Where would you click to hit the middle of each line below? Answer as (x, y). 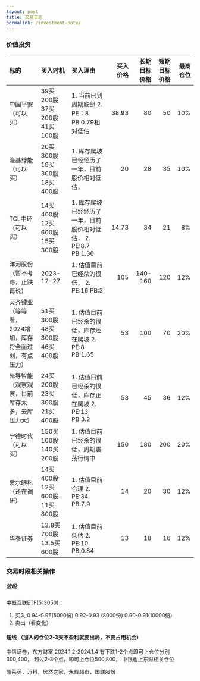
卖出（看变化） (33, 623)
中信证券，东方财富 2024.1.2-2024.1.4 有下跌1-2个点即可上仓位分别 (88, 651)
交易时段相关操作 (31, 571)
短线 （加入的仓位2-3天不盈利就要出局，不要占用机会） (74, 638)
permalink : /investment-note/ (44, 23)
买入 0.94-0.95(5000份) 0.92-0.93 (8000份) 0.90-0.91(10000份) (93, 615)
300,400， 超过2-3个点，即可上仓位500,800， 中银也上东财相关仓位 (90, 659)
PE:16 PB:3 (87, 290)
